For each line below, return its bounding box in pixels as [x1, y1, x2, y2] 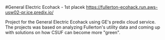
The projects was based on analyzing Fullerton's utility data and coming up [5, 24, 160, 30]
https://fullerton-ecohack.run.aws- [86, 4, 158, 10]
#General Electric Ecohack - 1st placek [5, 4, 85, 10]
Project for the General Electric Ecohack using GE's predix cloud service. [5, 19, 156, 25]
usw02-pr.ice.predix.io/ [5, 9, 54, 15]
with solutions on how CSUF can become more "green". [5, 30, 120, 35]
